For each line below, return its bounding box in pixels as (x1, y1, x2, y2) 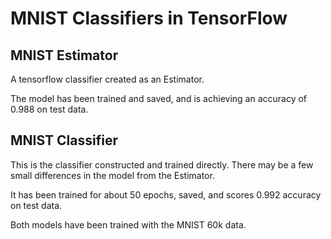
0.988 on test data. (10, 103, 89, 115)
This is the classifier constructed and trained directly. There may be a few (10, 158, 314, 171)
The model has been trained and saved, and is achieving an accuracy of (10, 93, 308, 104)
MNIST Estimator (10, 47, 119, 64)
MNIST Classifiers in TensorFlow (10, 7, 288, 30)
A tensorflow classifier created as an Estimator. (10, 73, 205, 85)
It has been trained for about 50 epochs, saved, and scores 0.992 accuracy (10, 188, 322, 201)
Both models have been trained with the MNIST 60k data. (10, 218, 247, 231)
